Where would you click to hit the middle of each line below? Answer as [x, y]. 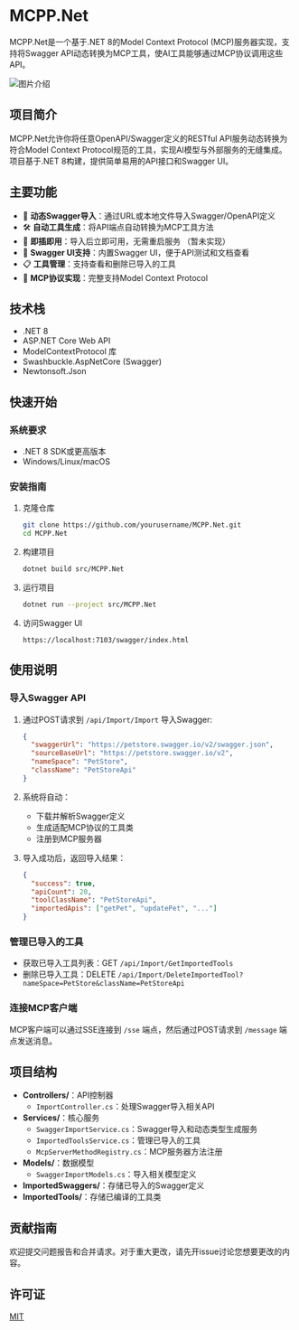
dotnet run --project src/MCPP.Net [89, 604]
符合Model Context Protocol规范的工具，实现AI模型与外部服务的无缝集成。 [148, 149]
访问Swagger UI [52, 623]
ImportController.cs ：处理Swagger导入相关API [125, 1107]
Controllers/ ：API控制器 [68, 1095]
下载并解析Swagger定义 [80, 816]
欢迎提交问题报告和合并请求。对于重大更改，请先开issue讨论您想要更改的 [146, 1251]
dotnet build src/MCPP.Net [73, 569]
